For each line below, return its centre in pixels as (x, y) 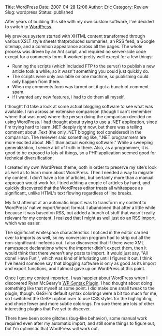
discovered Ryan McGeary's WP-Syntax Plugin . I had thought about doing (79, 283)
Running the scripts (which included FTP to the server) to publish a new (83, 66)
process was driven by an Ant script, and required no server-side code (75, 51)
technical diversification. (29, 158)
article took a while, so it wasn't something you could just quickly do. (81, 71)
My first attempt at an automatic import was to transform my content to (76, 202)
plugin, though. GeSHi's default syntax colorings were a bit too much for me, (81, 293)
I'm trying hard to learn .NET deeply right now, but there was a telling (74, 127)
